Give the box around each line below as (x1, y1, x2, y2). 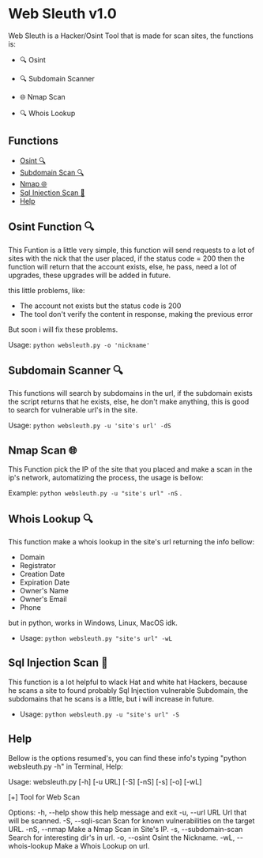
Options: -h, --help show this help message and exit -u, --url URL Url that (8, 807, 247, 817)
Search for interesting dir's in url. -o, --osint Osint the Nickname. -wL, (8, 833, 235, 842)
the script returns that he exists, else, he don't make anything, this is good (8, 397, 250, 407)
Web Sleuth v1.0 (8, 5, 117, 23)
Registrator (19, 561, 56, 570)
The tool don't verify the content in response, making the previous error (19, 309, 254, 318)
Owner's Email (19, 594, 67, 604)
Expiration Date (19, 578, 70, 587)
